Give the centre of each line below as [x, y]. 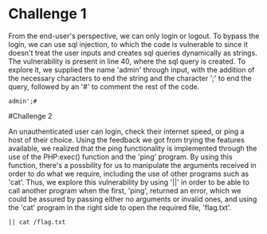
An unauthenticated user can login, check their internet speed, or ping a [126, 131]
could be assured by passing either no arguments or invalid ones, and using [133, 199]
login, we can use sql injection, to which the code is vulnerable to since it [128, 44]
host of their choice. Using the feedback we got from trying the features [126, 139]
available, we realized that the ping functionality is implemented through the [133, 148]
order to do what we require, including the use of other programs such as [129, 174]
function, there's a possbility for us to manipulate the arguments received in [132, 165]
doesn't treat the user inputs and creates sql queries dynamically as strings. [133, 53]
